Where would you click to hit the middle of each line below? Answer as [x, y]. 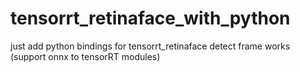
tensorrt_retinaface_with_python [150, 18]
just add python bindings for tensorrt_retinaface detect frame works [150, 46]
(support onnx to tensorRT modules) [85, 56]
